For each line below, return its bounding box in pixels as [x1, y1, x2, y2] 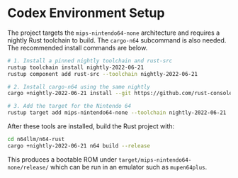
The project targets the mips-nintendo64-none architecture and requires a [7, 28, 220, 37]
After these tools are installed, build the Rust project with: [7, 122, 175, 130]
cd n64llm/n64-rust [7, 136, 65, 143]
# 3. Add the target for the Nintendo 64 [7, 103, 132, 110]
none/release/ [7, 164, 50, 171]
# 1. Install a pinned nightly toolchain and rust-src [7, 57, 173, 65]
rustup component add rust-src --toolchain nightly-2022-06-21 [7, 70, 198, 77]
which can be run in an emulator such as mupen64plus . [50, 162, 208, 171]
